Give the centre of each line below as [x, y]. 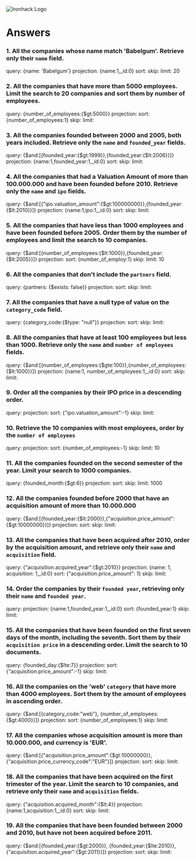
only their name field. [35, 59]
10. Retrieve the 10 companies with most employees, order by [95, 428]
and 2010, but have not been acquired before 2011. [79, 833]
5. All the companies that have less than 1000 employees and [95, 226]
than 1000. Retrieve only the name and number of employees [90, 345]
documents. [24, 652]
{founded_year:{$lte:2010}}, [142, 845]
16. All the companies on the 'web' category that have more [91, 686]
